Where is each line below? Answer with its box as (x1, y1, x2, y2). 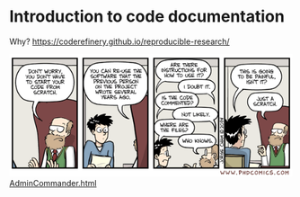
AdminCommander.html (9, 178, 97, 189)
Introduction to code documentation (9, 6, 285, 27)
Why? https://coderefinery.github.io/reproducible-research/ (9, 36, 231, 47)
